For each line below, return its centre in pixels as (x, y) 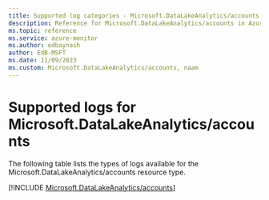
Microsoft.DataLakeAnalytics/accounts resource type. (97, 172)
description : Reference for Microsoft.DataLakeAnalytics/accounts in (127, 23)
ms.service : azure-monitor (53, 38)
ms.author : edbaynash (44, 46)
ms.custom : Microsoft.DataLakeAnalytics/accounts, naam (103, 68)
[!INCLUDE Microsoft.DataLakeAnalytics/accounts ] (92, 187)
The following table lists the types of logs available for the (104, 163)
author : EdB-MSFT (37, 53)
